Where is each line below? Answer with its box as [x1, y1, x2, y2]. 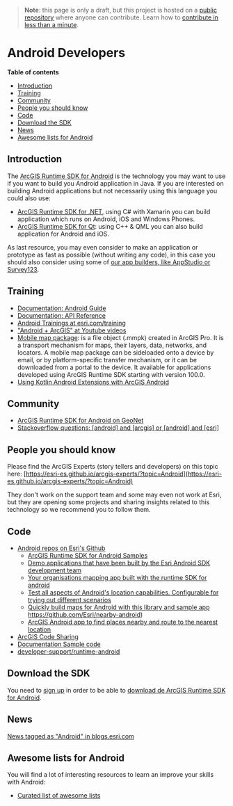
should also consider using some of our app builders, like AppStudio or [7, 257, 211, 266]
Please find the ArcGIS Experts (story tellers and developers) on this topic [7, 462, 219, 471]
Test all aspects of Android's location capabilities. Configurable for [27, 588, 219, 597]
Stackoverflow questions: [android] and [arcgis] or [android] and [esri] [17, 424, 219, 432]
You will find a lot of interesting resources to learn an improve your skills [7, 771, 214, 779]
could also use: [7, 194, 51, 202]
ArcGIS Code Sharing [17, 633, 79, 640]
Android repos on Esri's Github [17, 544, 106, 552]
